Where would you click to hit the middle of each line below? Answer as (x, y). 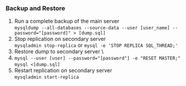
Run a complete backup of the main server (67, 21)
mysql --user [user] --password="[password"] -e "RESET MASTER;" (97, 58)
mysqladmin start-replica (46, 77)
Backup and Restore (36, 8)
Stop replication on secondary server (60, 39)
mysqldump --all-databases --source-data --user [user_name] (92, 28)
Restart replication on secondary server (63, 71)
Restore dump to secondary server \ (59, 52)
